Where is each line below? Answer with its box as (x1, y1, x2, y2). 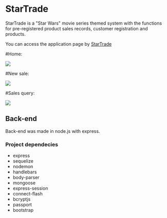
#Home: (5, 51, 23, 57)
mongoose (12, 180, 36, 186)
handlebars (12, 169, 37, 175)
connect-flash (12, 191, 43, 197)
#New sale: (5, 70, 29, 76)
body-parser (12, 174, 40, 181)
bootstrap (12, 207, 34, 213)
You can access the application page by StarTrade (5, 41, 112, 47)
